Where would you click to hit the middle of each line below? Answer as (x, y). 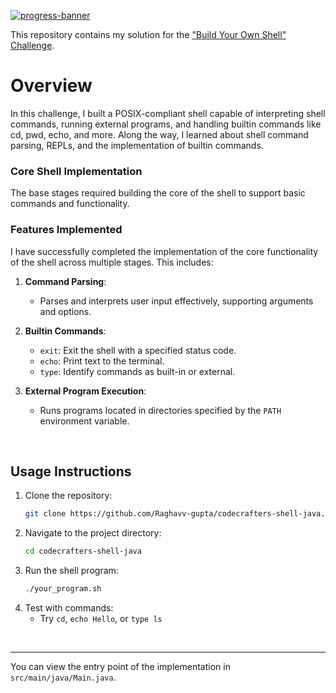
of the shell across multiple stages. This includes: (112, 262)
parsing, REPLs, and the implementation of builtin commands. (137, 145)
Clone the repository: (68, 496)
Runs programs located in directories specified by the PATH (160, 410)
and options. (65, 311)
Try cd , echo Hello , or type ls (101, 618)
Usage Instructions (71, 471)
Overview (51, 86)
